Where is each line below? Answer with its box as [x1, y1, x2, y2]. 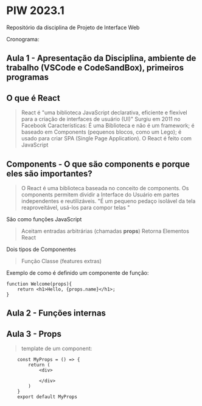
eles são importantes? [6, 168, 92, 179]
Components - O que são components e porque [6, 159, 190, 169]
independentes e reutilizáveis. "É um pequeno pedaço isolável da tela [21, 197, 196, 204]
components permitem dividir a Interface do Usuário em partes [21, 191, 179, 198]
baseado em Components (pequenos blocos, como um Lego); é [21, 128, 182, 136]
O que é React [6, 92, 60, 103]
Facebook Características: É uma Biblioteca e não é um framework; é [21, 122, 195, 129]
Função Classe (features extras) [21, 257, 102, 264]
